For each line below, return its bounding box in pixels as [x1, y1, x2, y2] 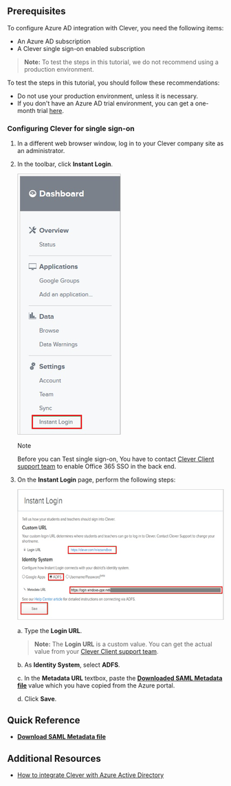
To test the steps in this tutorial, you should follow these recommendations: [7, 79, 220, 87]
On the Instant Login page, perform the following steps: [16, 475, 176, 484]
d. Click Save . [16, 694, 57, 703]
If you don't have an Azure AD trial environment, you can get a [16, 99, 194, 107]
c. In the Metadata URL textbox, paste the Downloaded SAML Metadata [16, 674, 223, 682]
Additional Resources [7, 752, 101, 764]
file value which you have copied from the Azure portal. [16, 681, 175, 690]
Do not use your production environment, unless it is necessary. [16, 92, 198, 100]
